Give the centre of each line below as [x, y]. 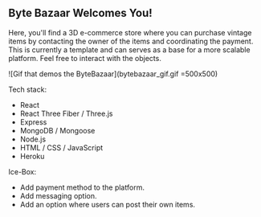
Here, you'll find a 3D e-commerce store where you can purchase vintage [130, 32]
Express [33, 122]
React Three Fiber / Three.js [66, 113]
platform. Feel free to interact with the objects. [85, 58]
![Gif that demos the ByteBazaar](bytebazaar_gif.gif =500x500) [113, 74]
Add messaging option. [59, 195]
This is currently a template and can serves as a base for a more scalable [129, 49]
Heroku [32, 156]
